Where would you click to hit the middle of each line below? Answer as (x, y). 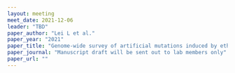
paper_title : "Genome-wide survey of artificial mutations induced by (112, 46)
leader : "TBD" (28, 26)
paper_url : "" (28, 59)
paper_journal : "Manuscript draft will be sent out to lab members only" (117, 53)
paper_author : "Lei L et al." (51, 33)
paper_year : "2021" (36, 40)
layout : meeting (31, 14)
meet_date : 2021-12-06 (40, 20)
